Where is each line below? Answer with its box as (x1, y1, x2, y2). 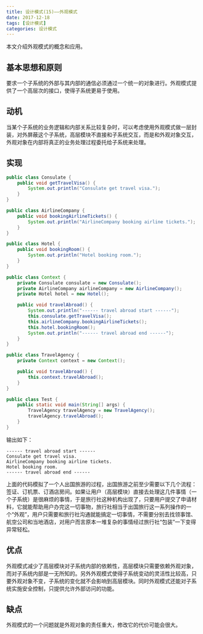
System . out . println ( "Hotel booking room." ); (28, 252, 142, 258)
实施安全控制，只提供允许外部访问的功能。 (11, 585, 118, 592)
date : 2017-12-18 (6, 14, 50, 21)
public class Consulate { (6, 174, 71, 180)
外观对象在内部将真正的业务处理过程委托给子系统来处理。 (6, 138, 149, 145)
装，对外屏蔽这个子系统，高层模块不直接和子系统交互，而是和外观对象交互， (6, 131, 197, 138)
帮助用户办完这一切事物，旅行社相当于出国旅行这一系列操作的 (32, 503, 186, 510)
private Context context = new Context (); (17, 358, 126, 364)
